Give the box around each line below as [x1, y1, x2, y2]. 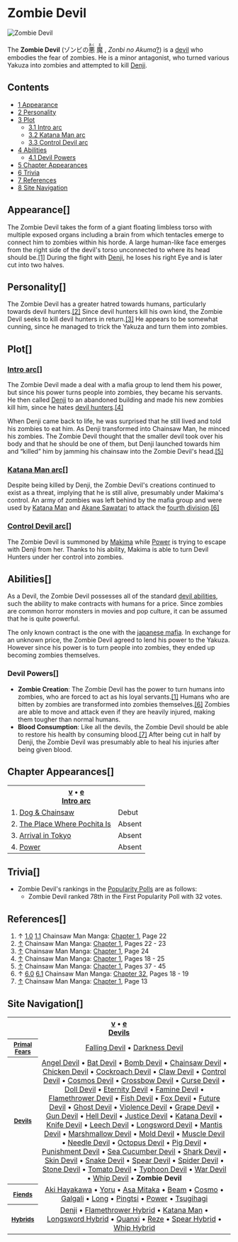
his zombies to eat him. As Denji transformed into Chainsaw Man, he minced [7, 425, 230, 433]
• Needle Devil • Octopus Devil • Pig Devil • [61, 1138, 208, 1148]
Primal [13, 1040, 33, 1049]
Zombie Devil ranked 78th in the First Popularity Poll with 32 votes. [28, 893, 223, 901]
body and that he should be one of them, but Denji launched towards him [7, 440, 221, 448]
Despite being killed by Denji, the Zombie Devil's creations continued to [7, 481, 216, 489]
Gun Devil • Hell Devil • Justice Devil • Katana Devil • [45, 1111, 223, 1121]
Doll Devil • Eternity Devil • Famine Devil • [64, 1084, 205, 1094]
